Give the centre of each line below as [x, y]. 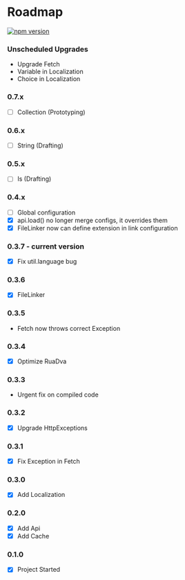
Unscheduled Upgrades [48, 49]
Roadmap [35, 12]
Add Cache [33, 536]
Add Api [29, 528]
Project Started [39, 570]
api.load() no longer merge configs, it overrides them [92, 220]
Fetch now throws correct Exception [69, 328]
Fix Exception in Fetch [49, 462]
